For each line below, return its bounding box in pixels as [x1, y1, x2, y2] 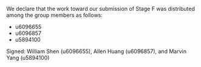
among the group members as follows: [6, 11, 103, 19]
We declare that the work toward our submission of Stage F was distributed [6, 5, 196, 12]
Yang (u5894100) [6, 54, 50, 61]
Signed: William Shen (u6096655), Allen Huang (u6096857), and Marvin [6, 48, 187, 55]
